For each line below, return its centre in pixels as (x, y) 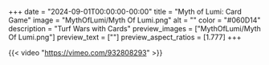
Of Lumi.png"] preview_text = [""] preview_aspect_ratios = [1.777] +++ (125, 37)
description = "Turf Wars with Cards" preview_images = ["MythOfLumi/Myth (134, 28)
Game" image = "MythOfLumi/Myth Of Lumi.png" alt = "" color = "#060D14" (134, 20)
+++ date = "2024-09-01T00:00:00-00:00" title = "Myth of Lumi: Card (125, 12)
